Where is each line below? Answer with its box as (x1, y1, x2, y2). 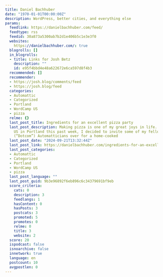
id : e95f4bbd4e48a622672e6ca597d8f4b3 (14, 66, 92, 71)
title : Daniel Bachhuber (5, 7, 55, 12)
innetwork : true (9, 251, 42, 256)
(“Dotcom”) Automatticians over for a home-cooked (14, 134, 118, 138)
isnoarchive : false (9, 246, 49, 252)
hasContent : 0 (14, 201, 42, 207)
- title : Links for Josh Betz (9, 57, 70, 62)
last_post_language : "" (9, 174, 57, 179)
